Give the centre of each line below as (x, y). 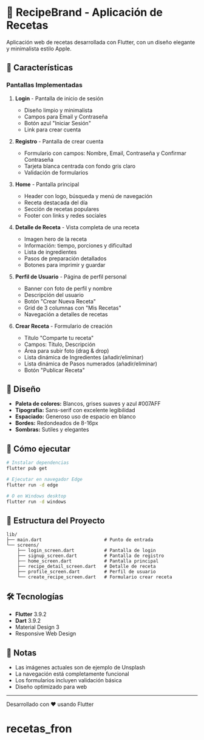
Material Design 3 (37, 627)
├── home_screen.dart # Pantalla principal (88, 561)
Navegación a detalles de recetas (66, 314)
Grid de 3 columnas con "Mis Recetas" (73, 308)
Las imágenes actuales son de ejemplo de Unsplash (80, 667)
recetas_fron (39, 729)
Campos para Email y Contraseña (66, 116)
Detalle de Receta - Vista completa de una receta (77, 227)
